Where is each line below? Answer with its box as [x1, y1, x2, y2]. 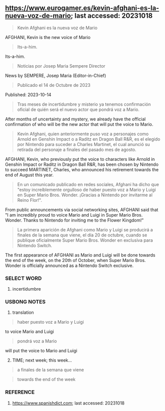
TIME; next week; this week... [12, 357, 72, 363]
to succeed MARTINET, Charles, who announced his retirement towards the [5, 166, 159, 172]
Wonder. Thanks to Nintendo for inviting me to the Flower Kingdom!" [5, 217, 144, 223]
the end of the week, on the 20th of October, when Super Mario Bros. [5, 257, 146, 263]
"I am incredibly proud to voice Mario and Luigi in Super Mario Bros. [5, 212, 143, 218]
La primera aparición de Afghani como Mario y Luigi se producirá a [17, 226, 153, 232]
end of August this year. [5, 172, 54, 178]
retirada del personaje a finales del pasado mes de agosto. [17, 147, 136, 152]
